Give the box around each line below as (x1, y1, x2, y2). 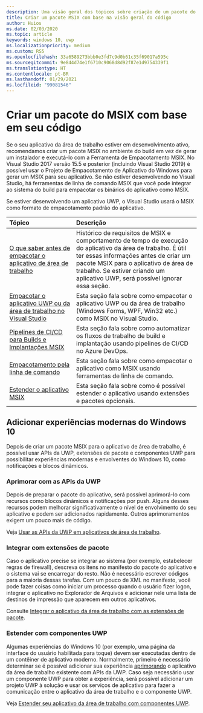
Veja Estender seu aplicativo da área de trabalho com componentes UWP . (6, 700, 190, 707)
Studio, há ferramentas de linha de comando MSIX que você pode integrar (6, 179, 192, 186)
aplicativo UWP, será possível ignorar (76, 274, 182, 282)
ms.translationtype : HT (6, 65, 66, 71)
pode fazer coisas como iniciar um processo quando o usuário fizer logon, (6, 583, 192, 590)
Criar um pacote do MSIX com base (6, 108, 187, 122)
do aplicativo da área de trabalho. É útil (76, 243, 187, 252)
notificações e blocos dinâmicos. (6, 462, 89, 469)
